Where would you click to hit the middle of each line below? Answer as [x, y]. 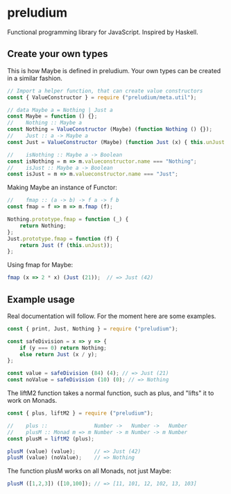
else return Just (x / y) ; [59, 354]
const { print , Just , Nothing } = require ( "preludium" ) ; [93, 328]
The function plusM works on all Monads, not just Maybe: [89, 471]
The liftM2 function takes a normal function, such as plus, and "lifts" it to [111, 393]
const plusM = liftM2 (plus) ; [51, 439]
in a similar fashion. [35, 78]
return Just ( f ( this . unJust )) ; [66, 245]
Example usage [41, 300]
